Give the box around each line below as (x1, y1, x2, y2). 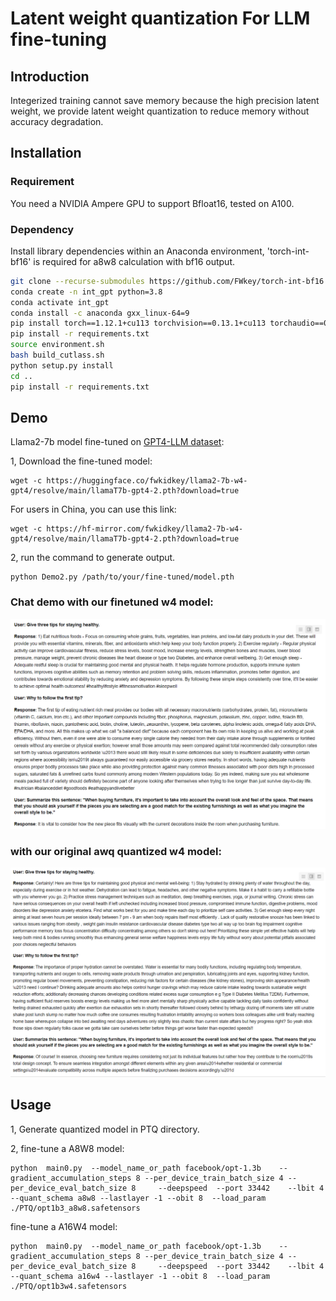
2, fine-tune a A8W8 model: (10, 1142, 125, 1154)
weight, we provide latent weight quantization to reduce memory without (10, 105, 310, 117)
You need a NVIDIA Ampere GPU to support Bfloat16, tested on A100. (10, 197, 295, 209)
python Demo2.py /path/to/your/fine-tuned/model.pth (10, 572, 235, 582)
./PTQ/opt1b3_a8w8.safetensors (10, 1203, 141, 1213)
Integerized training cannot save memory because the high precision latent (10, 95, 320, 106)
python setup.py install (10, 360, 114, 371)
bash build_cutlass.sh (10, 350, 105, 361)
